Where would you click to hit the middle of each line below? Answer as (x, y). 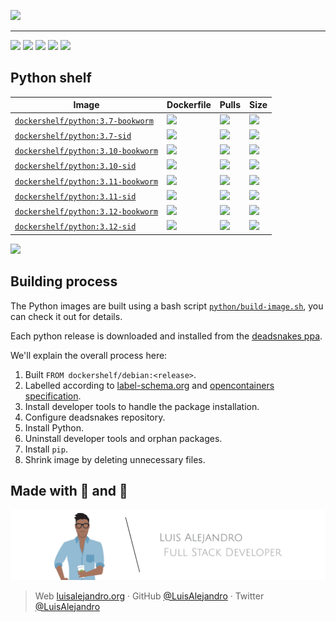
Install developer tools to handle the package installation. (142, 406)
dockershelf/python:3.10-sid (75, 166)
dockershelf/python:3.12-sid (75, 227)
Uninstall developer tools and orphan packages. (123, 438)
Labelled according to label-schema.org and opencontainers (149, 385)
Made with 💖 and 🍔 (69, 491)
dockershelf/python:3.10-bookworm (86, 151)
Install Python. (54, 427)
